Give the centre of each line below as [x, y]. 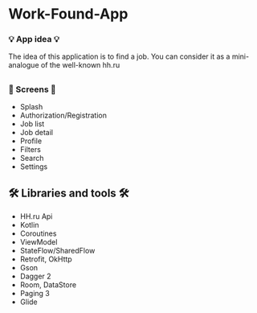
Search [32, 159]
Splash [31, 107]
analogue [24, 65]
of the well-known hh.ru [80, 65]
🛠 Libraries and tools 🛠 [69, 193]
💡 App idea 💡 [34, 39]
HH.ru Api [36, 216]
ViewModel [39, 242]
